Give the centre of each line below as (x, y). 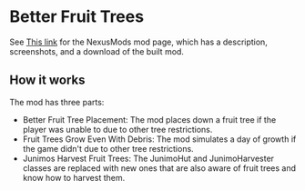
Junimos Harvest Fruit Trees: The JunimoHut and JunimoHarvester (148, 158)
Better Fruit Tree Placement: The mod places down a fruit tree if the (149, 119)
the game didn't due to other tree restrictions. (108, 148)
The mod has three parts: (57, 102)
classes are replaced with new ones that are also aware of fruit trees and (159, 168)
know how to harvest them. (74, 177)
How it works (47, 80)
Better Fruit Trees (76, 17)
